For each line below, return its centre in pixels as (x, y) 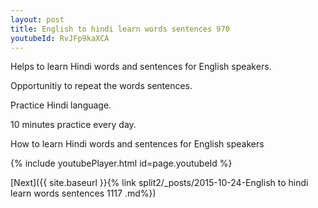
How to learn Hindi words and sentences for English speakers (137, 144)
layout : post (37, 19)
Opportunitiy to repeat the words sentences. (101, 86)
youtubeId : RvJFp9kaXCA (60, 38)
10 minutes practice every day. (73, 125)
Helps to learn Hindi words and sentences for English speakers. (141, 67)
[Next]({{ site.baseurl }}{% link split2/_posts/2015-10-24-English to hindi (159, 183)
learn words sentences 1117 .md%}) (83, 193)
